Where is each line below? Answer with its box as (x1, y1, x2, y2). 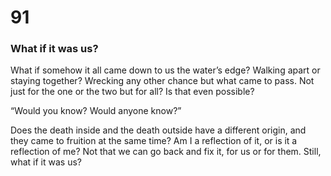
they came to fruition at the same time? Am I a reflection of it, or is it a (10, 135, 298, 147)
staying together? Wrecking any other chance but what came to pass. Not (10, 75, 315, 87)
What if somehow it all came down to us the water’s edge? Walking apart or (10, 64, 321, 76)
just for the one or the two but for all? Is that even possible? (10, 86, 255, 98)
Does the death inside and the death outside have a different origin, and (10, 124, 307, 136)
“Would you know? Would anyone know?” (10, 105, 182, 117)
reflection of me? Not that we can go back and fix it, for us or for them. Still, (10, 146, 322, 158)
